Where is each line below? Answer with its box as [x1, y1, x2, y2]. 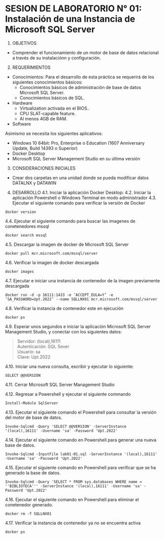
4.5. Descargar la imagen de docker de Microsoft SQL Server [5, 241, 129, 247]
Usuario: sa [17, 349, 41, 355]
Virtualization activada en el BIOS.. [19, 105, 90, 111]
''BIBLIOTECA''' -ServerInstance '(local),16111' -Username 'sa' [5, 483, 142, 488]
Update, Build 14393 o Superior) [12, 145, 78, 151]
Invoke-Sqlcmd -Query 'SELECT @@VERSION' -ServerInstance [5, 424, 127, 429]
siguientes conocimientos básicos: [12, 79, 83, 85]
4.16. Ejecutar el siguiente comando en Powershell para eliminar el [5, 496, 139, 502]
